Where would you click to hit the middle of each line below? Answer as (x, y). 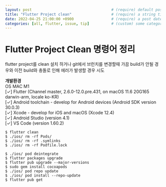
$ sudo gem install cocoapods (36, 167)
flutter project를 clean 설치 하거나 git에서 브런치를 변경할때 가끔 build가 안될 (79, 64)
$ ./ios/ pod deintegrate (32, 154)
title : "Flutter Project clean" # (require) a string (80, 14)
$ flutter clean (22, 132)
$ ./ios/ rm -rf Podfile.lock (36, 145)
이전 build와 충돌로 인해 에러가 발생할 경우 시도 (59, 70)
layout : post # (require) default (79, 10)
